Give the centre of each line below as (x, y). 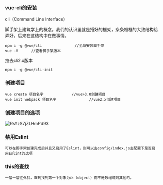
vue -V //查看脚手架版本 (33, 51)
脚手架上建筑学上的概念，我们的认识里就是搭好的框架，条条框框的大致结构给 (81, 30)
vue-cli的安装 (21, 7)
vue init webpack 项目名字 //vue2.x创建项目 (63, 99)
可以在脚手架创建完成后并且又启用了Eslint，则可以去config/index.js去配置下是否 (78, 148)
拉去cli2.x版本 (19, 61)
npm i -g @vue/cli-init (29, 70)
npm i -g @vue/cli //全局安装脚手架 (55, 46)
